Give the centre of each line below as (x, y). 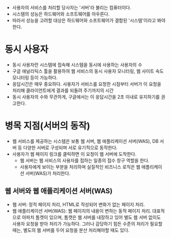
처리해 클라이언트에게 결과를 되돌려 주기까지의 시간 (63, 90)
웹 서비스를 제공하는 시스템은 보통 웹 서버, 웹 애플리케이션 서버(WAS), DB (85, 141)
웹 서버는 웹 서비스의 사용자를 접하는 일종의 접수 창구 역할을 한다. (84, 160)
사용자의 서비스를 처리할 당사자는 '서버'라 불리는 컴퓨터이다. (72, 7)
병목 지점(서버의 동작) (48, 126)
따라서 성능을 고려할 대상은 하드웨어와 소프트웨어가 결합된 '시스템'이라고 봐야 (89, 20)
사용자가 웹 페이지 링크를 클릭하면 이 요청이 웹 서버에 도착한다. (74, 154)
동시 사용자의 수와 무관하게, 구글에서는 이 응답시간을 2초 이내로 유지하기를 (86, 97)
